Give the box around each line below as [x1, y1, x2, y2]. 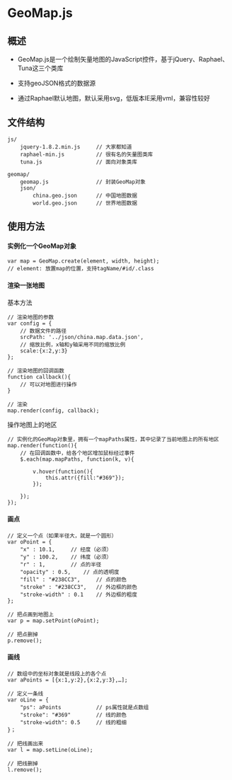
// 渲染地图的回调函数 [7, 367, 65, 374]
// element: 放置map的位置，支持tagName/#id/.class [7, 265, 154, 273]
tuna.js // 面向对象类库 [20, 158, 138, 166]
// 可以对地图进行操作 [20, 381, 78, 388]
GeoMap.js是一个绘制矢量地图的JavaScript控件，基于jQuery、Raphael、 [17, 55, 228, 63]
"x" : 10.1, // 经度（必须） [20, 546, 112, 553]
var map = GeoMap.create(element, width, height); [7, 258, 160, 265]
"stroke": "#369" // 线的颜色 [20, 711, 127, 719]
